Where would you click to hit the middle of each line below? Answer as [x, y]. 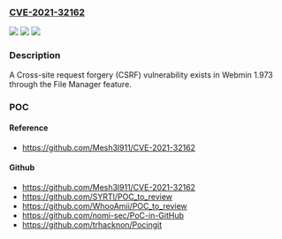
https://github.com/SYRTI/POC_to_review [97, 197]
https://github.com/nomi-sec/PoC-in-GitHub [103, 215]
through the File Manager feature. [71, 84]
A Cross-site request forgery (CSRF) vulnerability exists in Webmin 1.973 [141, 75]
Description [35, 56]
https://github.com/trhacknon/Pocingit [92, 224]
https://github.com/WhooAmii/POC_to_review [104, 205]
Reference [29, 128]
